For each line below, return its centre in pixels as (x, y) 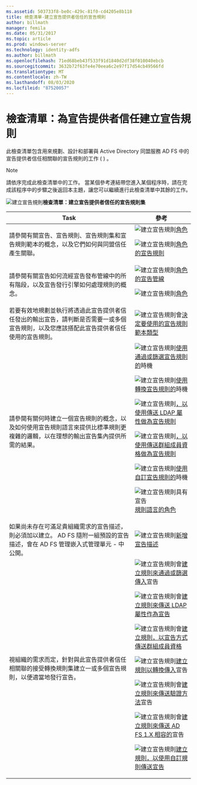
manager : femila (26, 28)
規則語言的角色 (155, 509)
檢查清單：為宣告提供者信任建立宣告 (94, 119)
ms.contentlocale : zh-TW (36, 77)
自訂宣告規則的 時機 (161, 477)
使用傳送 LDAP (155, 412)
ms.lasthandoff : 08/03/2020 (40, 83)
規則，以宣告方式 (164, 637)
